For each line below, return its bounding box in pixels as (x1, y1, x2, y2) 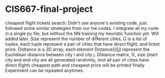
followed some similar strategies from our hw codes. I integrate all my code (5, 25, 159, 31)
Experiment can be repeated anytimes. (5, 67, 84, 73)
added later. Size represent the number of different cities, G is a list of (5, 36, 148, 42)
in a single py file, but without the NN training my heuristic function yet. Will (5, 30, 159, 36)
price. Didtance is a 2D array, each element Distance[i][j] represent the (5, 46, 150, 52)
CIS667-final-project (5, 3, 93, 15)
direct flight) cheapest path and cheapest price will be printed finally (5, 62, 145, 68)
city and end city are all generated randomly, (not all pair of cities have (5, 57, 150, 63)
